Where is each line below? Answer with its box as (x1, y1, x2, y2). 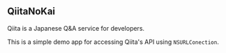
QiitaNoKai (7, 6, 56, 17)
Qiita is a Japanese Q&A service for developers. (7, 24, 145, 32)
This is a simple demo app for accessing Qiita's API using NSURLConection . (7, 38, 220, 46)
